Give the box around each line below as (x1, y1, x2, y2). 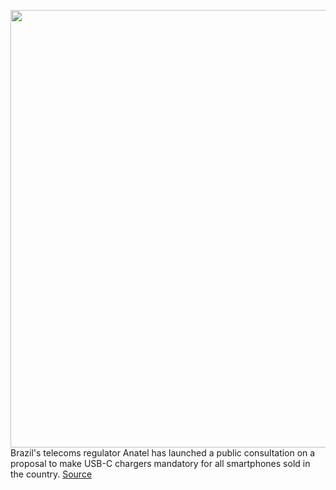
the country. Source (10, 468, 93, 480)
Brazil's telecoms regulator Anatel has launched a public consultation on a (10, 447, 316, 459)
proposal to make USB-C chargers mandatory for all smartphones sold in (10, 458, 311, 469)
